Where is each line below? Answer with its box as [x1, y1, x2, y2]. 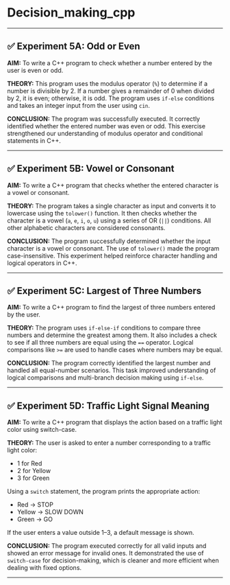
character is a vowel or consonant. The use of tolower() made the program [7, 244, 220, 252]
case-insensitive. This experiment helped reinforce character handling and [7, 251, 218, 260]
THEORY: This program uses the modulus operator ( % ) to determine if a [7, 79, 208, 87]
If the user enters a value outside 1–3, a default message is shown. [7, 529, 195, 537]
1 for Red [16, 459, 42, 468]
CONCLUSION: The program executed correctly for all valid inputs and [7, 542, 207, 550]
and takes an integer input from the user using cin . [7, 101, 151, 109]
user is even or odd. [7, 66, 64, 74]
